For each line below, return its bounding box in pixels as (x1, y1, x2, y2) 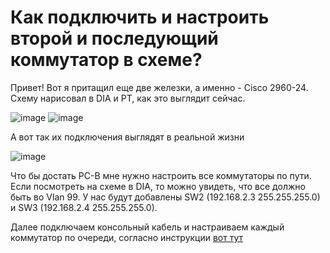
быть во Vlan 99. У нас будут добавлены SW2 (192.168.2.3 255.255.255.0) (10, 191, 321, 203)
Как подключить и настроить (10, 6, 270, 29)
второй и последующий (10, 27, 219, 50)
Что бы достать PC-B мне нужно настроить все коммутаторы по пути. (10, 169, 312, 181)
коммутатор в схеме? (10, 49, 203, 71)
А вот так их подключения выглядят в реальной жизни (10, 131, 245, 143)
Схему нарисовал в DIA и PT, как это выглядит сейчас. (10, 92, 246, 104)
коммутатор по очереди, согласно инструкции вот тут (10, 231, 244, 243)
